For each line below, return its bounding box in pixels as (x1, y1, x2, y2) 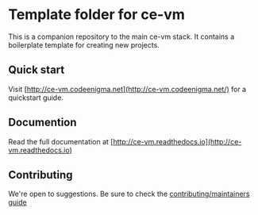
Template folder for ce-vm (8, 6, 185, 24)
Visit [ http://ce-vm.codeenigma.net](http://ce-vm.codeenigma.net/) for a (8, 84, 247, 94)
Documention (8, 116, 77, 129)
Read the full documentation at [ (8, 136, 114, 146)
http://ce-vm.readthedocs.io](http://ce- (113, 136, 242, 146)
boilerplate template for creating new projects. (8, 40, 160, 49)
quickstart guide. (8, 93, 64, 102)
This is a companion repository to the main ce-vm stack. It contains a (8, 32, 235, 41)
